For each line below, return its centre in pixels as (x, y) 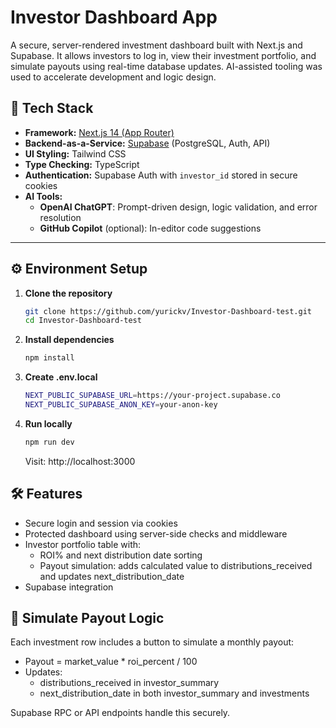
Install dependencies (69, 340)
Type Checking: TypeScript (82, 164)
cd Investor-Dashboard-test (83, 321)
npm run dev (49, 442)
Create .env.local (61, 377)
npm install (49, 358)
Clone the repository (68, 293)
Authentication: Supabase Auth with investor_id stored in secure (161, 175)
